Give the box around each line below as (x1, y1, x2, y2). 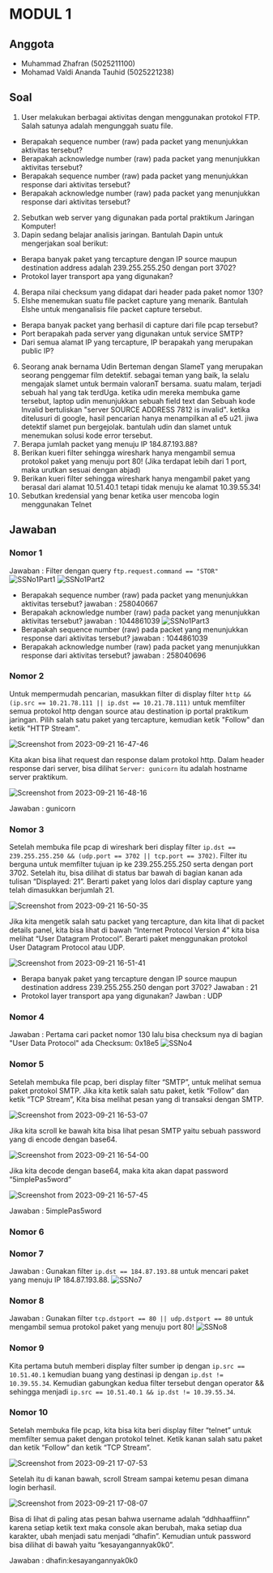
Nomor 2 (9, 671, 45, 682)
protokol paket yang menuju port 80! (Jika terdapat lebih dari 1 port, (20, 456, 247, 466)
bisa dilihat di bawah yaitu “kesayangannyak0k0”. (9, 1540, 175, 1549)
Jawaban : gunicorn (9, 804, 76, 813)
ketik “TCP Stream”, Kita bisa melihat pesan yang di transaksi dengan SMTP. (9, 1094, 264, 1104)
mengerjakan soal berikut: (20, 238, 109, 248)
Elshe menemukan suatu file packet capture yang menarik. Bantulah (20, 295, 249, 305)
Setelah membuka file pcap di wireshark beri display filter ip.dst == (9, 842, 236, 852)
